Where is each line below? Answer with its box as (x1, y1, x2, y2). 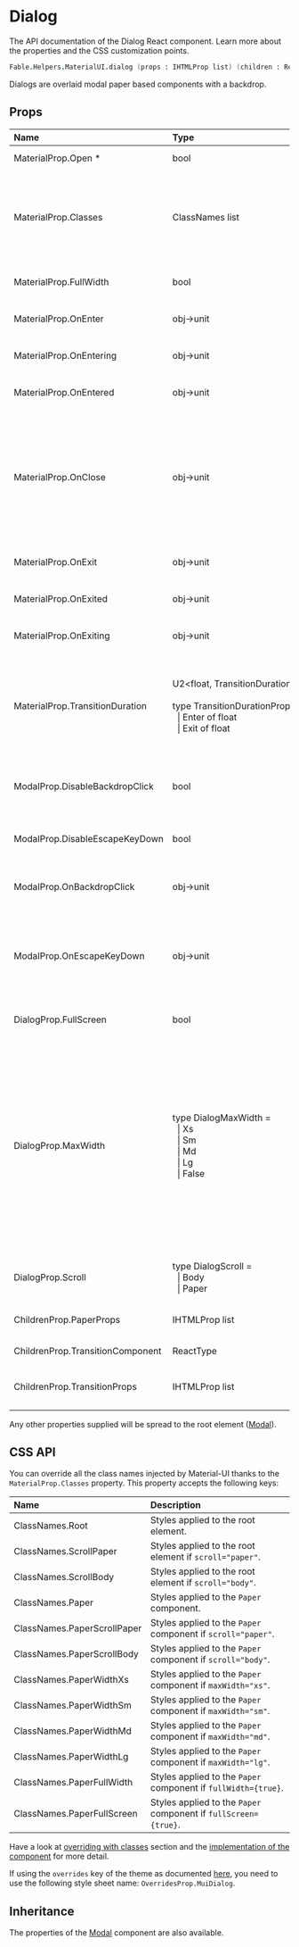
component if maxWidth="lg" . (149, 1756, 271, 1768)
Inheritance (9, 1903, 75, 1918)
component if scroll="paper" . (149, 1627, 275, 1640)
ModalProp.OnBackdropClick (13, 880, 135, 893)
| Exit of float (176, 721, 230, 734)
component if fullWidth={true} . (149, 1782, 285, 1794)
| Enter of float (176, 711, 238, 723)
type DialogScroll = (172, 1260, 253, 1272)
